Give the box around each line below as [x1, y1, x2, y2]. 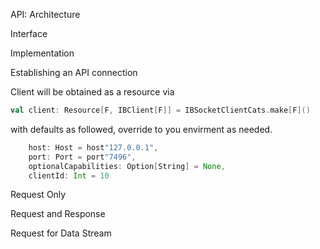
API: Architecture [10, 9, 81, 20]
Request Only [10, 189, 67, 201]
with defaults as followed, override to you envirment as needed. [10, 123, 273, 135]
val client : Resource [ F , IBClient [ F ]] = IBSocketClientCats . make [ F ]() [10, 105, 311, 115]
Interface [10, 28, 48, 39]
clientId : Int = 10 [28, 170, 110, 181]
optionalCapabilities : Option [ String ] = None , [28, 161, 226, 171]
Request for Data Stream [10, 227, 112, 239]
